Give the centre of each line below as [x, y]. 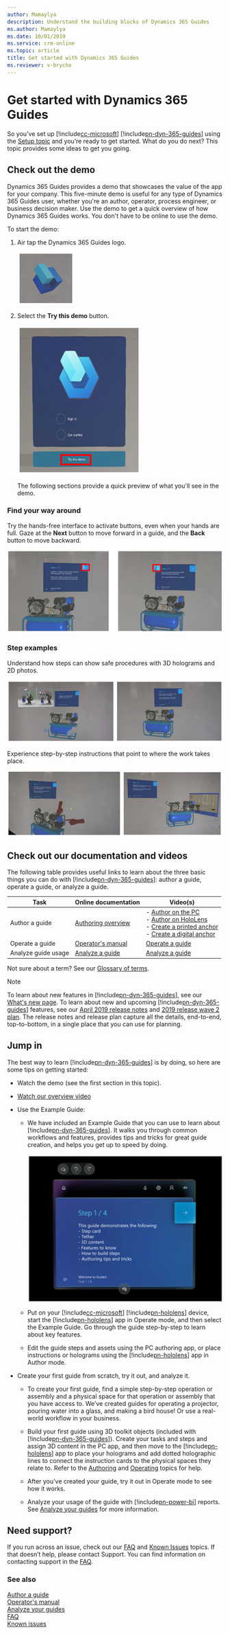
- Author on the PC [173, 912]
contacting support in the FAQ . [50, 1562]
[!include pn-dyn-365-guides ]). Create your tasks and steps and [117, 1438]
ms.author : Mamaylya [37, 29]
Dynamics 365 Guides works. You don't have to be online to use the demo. [112, 216]
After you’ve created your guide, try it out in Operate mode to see [119, 1481]
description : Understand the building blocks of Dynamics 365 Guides [108, 22]
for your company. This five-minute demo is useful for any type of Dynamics [115, 194]
